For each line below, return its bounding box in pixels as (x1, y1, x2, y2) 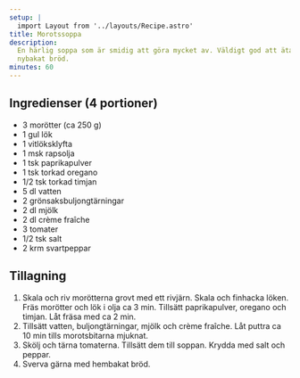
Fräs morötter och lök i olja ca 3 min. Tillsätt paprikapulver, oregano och (21, 301, 287, 312)
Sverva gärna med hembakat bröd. (21, 358, 151, 369)
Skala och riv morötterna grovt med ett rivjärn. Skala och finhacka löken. (21, 292, 289, 303)
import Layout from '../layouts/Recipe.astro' (17, 21, 194, 30)
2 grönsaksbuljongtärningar (21, 195, 125, 206)
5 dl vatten (21, 185, 62, 196)
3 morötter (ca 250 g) (21, 119, 103, 130)
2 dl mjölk (21, 204, 59, 215)
